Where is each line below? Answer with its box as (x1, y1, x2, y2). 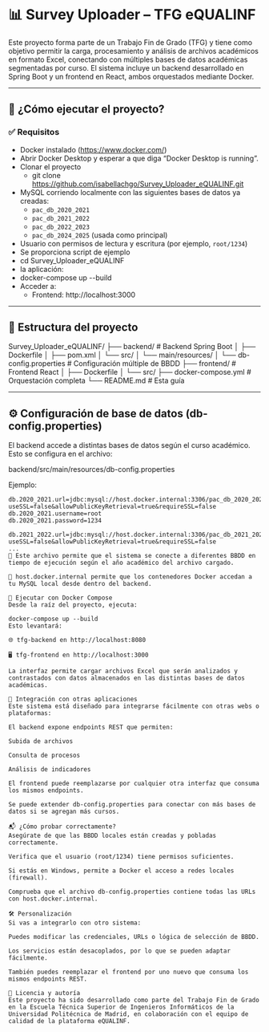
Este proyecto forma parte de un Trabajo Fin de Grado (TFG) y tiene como (8, 37, 253, 47)
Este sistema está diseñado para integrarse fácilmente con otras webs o (8, 702, 260, 710)
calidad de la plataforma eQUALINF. (8, 1018, 130, 1026)
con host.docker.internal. (8, 895, 98, 903)
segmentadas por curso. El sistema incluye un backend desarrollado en (8, 63, 244, 72)
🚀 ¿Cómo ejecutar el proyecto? (8, 103, 165, 116)
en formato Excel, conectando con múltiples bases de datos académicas (8, 55, 248, 64)
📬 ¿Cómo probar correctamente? (8, 823, 116, 831)
